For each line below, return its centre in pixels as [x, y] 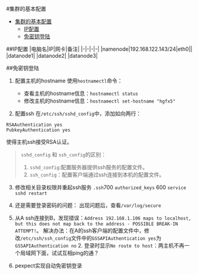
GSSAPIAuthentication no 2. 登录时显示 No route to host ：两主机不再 [100, 245]
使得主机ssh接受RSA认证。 [39, 142]
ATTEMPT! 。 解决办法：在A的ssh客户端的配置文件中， [79, 231]
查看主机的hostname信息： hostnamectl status [81, 93]
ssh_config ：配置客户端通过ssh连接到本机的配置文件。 [97, 174]
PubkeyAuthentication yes [38, 130]
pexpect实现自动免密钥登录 [48, 265]
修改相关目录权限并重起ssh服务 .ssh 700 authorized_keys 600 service [100, 187]
